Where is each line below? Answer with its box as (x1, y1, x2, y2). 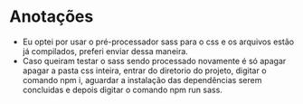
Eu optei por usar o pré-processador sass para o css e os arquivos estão (22, 36, 295, 47)
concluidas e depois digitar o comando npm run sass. (22, 84, 223, 95)
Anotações (9, 6, 94, 27)
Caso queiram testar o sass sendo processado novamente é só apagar (22, 55, 287, 66)
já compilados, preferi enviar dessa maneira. (22, 45, 188, 56)
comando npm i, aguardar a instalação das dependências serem (22, 74, 262, 85)
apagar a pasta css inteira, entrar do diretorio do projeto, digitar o (22, 65, 267, 76)
